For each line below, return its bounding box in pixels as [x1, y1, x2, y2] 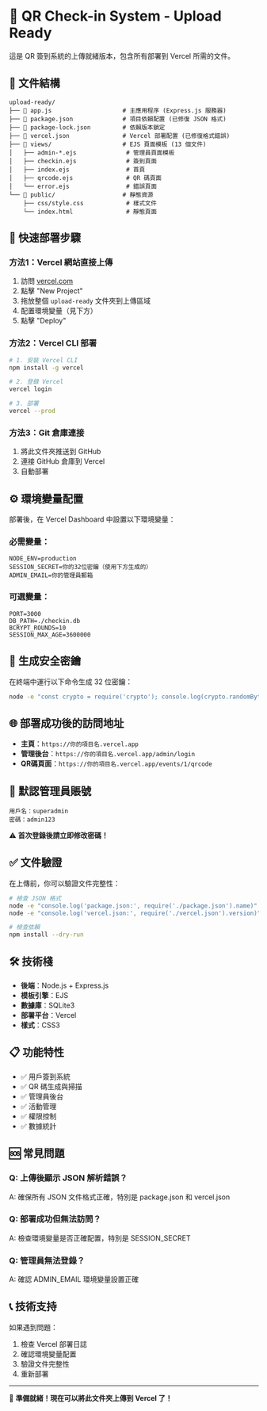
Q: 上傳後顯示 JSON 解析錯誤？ [9, 1172, 128, 1183]
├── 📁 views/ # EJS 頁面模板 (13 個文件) [9, 140, 207, 148]
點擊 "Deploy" [20, 316, 67, 326]
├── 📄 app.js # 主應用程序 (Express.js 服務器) [9, 106, 227, 114]
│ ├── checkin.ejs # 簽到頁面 [9, 157, 158, 165]
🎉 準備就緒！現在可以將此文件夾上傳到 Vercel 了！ [9, 1393, 173, 1402]
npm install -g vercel [9, 364, 84, 372]
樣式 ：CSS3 [20, 1020, 60, 1030]
